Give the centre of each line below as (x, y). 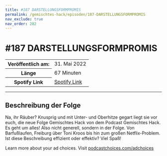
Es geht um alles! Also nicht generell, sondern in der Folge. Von (70, 128)
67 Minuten (68, 73)
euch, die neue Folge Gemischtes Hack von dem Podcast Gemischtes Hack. (83, 122)
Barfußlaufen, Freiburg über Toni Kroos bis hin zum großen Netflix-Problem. (83, 133)
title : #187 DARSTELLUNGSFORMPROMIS (43, 10)
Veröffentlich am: (29, 64)
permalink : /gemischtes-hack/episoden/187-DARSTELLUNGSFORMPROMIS (75, 14)
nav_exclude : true (24, 19)
